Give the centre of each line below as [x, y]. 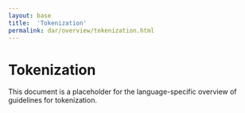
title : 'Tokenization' [48, 23]
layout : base [30, 16]
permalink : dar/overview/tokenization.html [82, 30]
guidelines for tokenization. [53, 100]
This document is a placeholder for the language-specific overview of [122, 92]
